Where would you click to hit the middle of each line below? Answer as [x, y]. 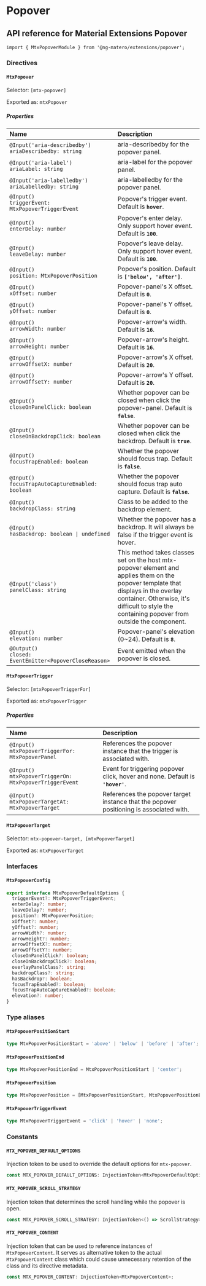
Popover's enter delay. [150, 218]
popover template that [149, 583]
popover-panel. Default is [155, 408]
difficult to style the [145, 606]
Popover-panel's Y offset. [155, 304]
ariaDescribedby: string [46, 152]
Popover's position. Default [157, 269]
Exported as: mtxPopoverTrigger [47, 701]
